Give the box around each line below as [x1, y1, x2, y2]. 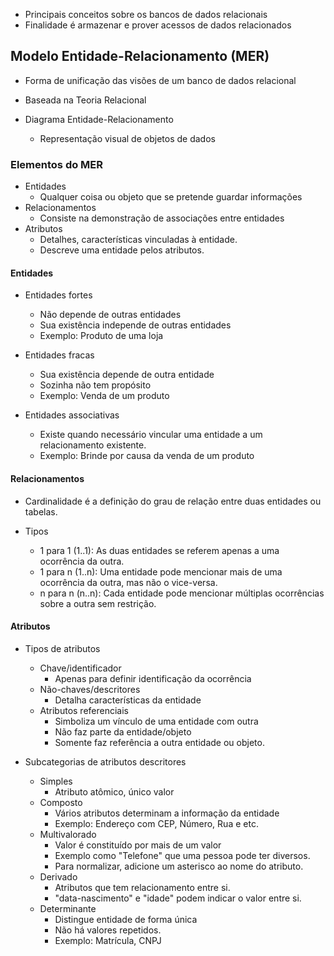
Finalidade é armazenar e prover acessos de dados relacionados [24, 19, 292, 31]
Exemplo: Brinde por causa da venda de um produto [39, 450, 255, 462]
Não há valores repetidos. [54, 924, 162, 936]
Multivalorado [39, 828, 97, 840]
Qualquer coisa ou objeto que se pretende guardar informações [39, 191, 303, 203]
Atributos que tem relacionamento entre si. [54, 881, 231, 893]
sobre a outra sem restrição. [39, 597, 157, 609]
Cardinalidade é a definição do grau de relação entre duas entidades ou [24, 495, 322, 507]
